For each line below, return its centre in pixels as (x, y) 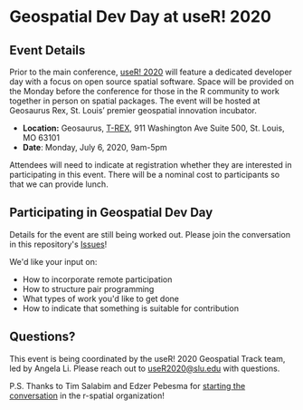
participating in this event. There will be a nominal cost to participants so (145, 175)
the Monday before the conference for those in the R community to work (145, 91)
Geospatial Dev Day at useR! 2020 (140, 17)
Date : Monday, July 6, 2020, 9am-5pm (95, 147)
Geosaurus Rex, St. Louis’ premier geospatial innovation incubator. (133, 110)
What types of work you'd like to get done (100, 298)
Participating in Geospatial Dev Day (111, 213)
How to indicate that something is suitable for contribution (131, 308)
